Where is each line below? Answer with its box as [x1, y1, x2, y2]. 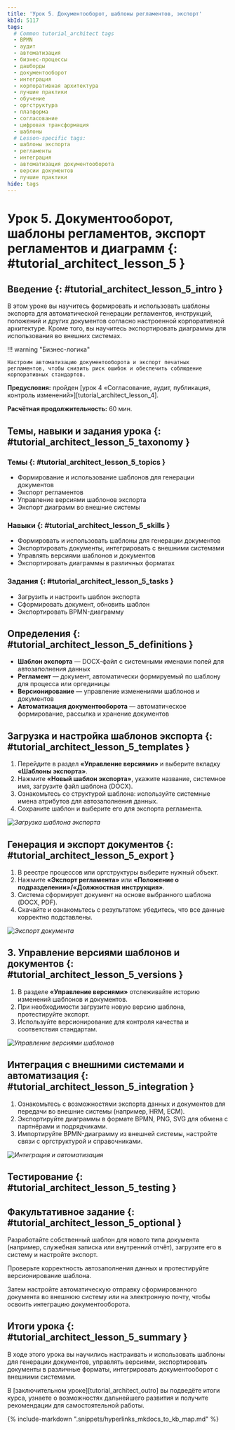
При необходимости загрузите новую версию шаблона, [17, 1003, 186, 1011]
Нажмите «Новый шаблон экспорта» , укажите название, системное [17, 775, 226, 783]
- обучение [13, 96, 46, 103]
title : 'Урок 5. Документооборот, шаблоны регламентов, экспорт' [7, 10, 202, 18]
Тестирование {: [7, 1171, 83, 1183]
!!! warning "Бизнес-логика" [7, 345, 90, 354]
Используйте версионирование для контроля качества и [17, 1017, 189, 1026]
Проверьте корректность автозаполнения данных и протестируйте [7, 1263, 209, 1273]
